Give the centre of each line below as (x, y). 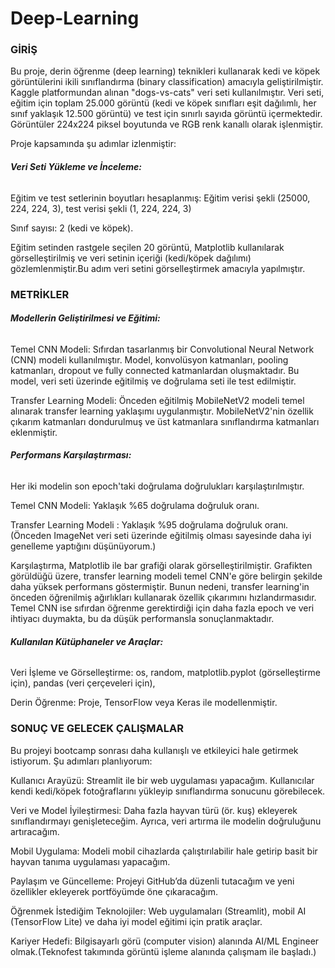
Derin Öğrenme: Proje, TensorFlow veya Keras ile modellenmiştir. (144, 703)
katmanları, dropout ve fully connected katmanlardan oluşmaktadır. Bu (155, 370)
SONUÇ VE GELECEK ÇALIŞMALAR (97, 729)
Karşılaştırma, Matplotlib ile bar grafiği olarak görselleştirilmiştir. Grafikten (161, 566)
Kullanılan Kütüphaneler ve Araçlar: (87, 641)
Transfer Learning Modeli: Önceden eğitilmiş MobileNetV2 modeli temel (157, 400)
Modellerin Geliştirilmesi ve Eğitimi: (85, 318)
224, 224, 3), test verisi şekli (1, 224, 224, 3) (101, 208)
